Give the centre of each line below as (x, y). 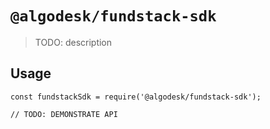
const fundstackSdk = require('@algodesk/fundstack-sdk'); (136, 97)
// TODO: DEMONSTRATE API (64, 114)
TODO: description (73, 42)
